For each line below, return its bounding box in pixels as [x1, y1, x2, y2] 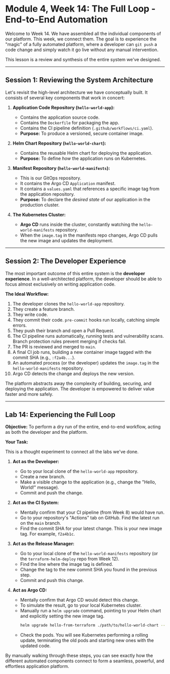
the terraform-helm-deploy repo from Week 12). [20, 556, 120, 562]
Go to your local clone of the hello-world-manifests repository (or [20, 551, 158, 557]
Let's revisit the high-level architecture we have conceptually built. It [5, 89, 148, 95]
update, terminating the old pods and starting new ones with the [20, 638, 154, 644]
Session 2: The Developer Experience [5, 257, 126, 265]
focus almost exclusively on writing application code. [5, 281, 116, 287]
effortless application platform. [5, 663, 69, 669]
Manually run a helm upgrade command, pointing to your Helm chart [20, 608, 161, 614]
